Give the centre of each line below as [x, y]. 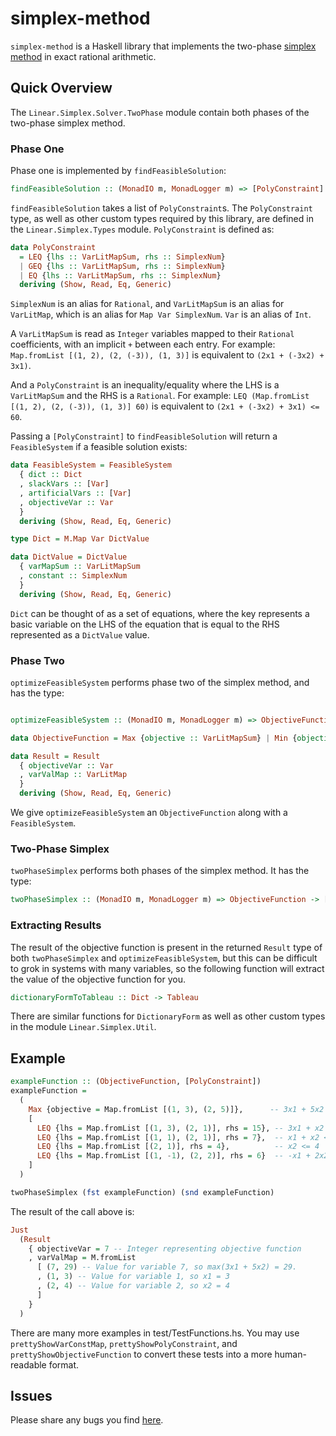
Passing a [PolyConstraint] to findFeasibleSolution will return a [144, 436]
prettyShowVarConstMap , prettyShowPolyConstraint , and [124, 1343]
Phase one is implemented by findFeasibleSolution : [118, 171]
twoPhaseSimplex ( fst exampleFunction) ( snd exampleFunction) [142, 1192]
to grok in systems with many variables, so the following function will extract [167, 968]
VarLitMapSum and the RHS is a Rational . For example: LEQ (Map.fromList [160, 396]
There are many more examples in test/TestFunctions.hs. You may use [155, 1333]
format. [64, 1364]
